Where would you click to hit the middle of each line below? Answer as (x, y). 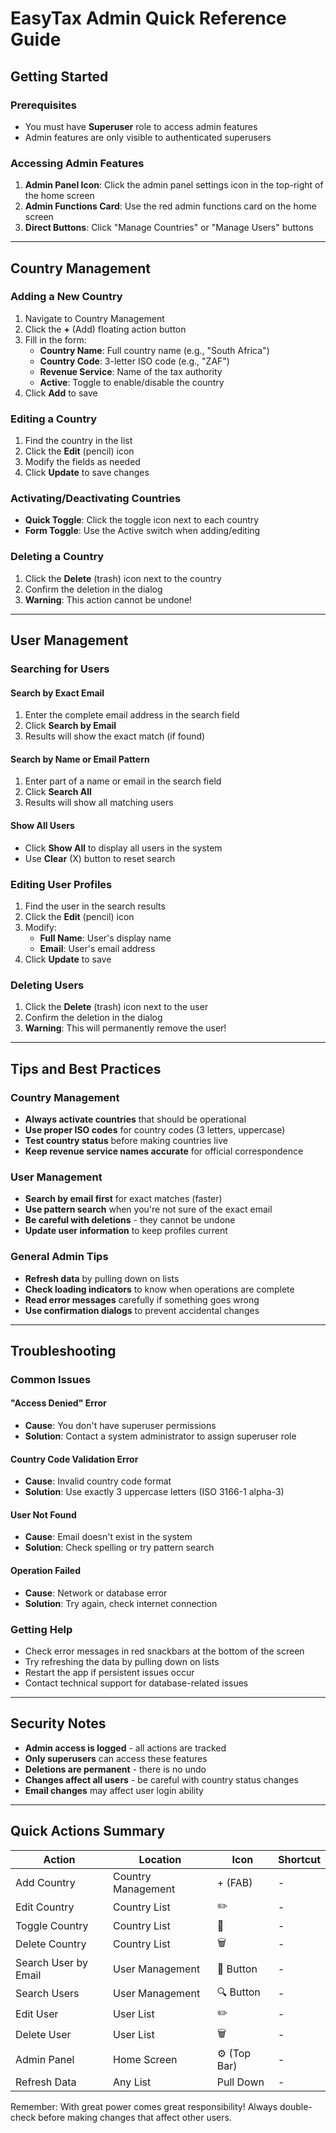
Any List (132, 2082)
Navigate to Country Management (94, 318)
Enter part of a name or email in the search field (123, 781)
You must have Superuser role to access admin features (141, 126)
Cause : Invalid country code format (98, 1481)
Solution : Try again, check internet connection (121, 1603)
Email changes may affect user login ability (114, 1790)
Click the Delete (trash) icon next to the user (116, 1007)
